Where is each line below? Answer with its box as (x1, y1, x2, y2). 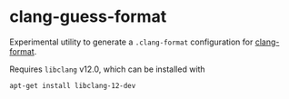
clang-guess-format (9, 6, 167, 27)
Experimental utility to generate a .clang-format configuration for (9, 36, 254, 47)
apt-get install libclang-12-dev (9, 81, 136, 90)
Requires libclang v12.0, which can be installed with (9, 64, 206, 74)
